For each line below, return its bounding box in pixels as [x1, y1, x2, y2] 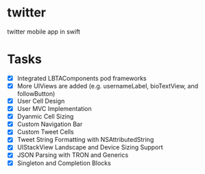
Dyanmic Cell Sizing [16, 112, 74, 121]
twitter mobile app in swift [7, 27, 81, 36]
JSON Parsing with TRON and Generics [16, 151, 129, 159]
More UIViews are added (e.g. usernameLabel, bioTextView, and [16, 82, 199, 90]
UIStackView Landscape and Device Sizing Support [16, 143, 163, 151]
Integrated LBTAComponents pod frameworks [16, 74, 147, 82]
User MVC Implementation [16, 105, 92, 113]
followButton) [16, 90, 56, 97]
